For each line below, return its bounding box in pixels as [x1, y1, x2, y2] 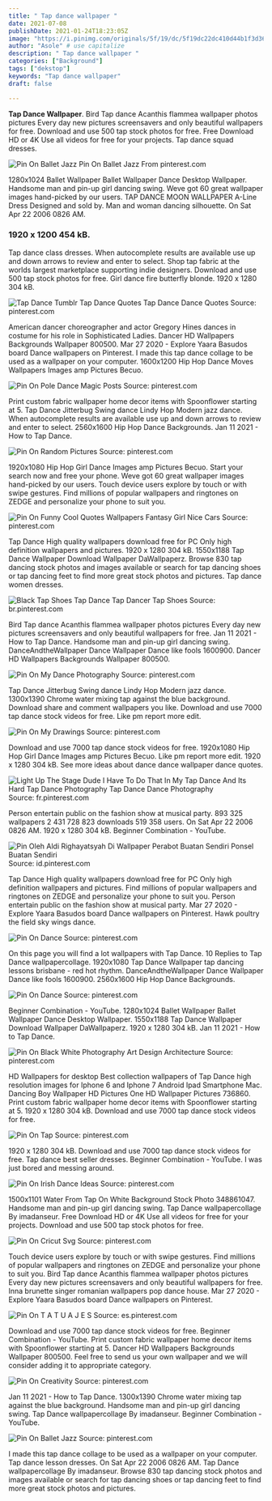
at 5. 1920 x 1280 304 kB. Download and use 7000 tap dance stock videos [8, 1106, 257, 1116]
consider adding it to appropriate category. [8, 1360, 151, 1370]
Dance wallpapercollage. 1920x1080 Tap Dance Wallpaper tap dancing [8, 957, 244, 967]
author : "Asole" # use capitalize [8, 42, 125, 50]
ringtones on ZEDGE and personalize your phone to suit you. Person [8, 891, 236, 901]
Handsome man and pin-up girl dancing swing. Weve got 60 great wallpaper [8, 183, 264, 193]
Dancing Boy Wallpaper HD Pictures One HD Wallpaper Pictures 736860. [8, 1088, 251, 1098]
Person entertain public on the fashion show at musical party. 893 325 [8, 808, 243, 818]
